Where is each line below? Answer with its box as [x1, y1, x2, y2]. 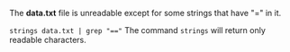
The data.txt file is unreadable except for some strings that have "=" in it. [9, 8, 282, 18]
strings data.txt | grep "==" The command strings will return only [9, 25, 266, 35]
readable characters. [9, 35, 87, 45]
